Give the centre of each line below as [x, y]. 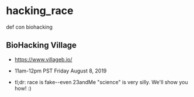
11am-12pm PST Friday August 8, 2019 [60, 71]
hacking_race [40, 11]
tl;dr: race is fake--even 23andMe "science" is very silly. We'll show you [101, 82]
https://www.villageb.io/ [43, 59]
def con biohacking [29, 27]
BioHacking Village [41, 45]
